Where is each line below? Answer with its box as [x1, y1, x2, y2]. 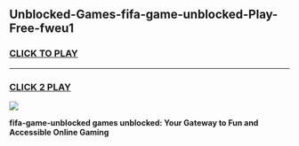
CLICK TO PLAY [9, 48, 78, 60]
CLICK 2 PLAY [9, 81, 71, 93]
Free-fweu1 [9, 21, 74, 36]
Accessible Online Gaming [9, 127, 109, 137]
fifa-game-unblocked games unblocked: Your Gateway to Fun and [9, 117, 259, 127]
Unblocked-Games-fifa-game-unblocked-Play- [9, 7, 279, 22]
